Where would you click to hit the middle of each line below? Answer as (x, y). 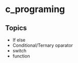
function (21, 56)
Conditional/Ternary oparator (43, 45)
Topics (16, 28)
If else (19, 40)
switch (19, 51)
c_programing (35, 9)
